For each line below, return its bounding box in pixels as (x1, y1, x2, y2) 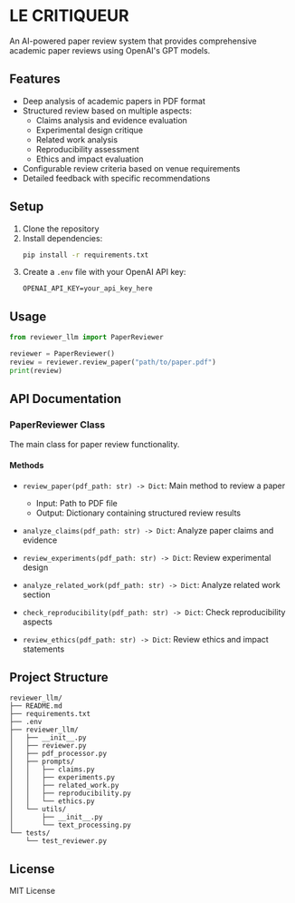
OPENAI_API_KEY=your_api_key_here (22, 284, 153, 293)
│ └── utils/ (9, 805, 67, 814)
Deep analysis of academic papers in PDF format (22, 95, 205, 106)
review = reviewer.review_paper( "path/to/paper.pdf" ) (9, 358, 217, 367)
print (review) (9, 366, 63, 375)
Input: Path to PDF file (35, 497, 118, 508)
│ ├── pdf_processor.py (9, 750, 107, 759)
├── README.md (9, 702, 63, 711)
